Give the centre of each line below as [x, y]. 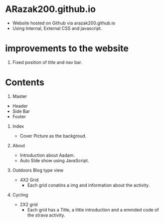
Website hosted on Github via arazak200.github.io [64, 23]
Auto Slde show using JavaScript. [54, 160]
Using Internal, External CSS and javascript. [57, 28]
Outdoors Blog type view [38, 170]
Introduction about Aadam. [47, 155]
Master [20, 96]
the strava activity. [46, 215]
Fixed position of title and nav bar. [47, 62]
